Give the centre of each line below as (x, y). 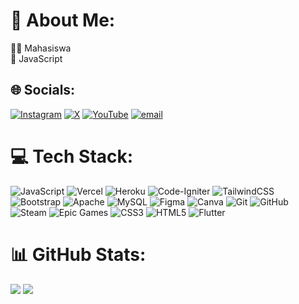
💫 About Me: (63, 20)
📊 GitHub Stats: (78, 254)
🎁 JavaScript (36, 58)
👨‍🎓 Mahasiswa (41, 48)
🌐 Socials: (43, 90)
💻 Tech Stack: (72, 156)
